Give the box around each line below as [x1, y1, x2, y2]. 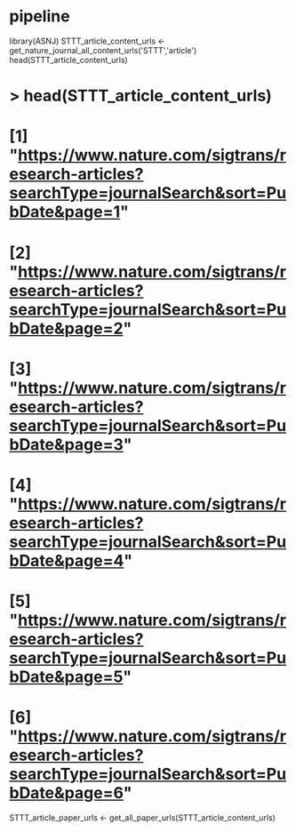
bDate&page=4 [9, 550, 124, 571]
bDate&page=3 [9, 434, 124, 454]
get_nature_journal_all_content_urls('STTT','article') [9, 44, 197, 55]
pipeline [9, 6, 70, 27]
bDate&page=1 [9, 202, 121, 222]
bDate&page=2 [9, 318, 124, 339]
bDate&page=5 [9, 667, 124, 687]
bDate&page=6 [9, 783, 124, 804]
